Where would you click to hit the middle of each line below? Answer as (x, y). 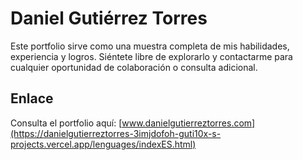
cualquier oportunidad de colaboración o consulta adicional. (134, 67)
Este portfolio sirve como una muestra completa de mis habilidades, (150, 46)
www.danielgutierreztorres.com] (188, 123)
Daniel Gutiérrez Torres (109, 18)
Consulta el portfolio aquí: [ (66, 123)
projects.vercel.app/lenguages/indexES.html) (103, 144)
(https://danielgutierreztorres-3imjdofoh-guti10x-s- (116, 133)
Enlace (32, 98)
